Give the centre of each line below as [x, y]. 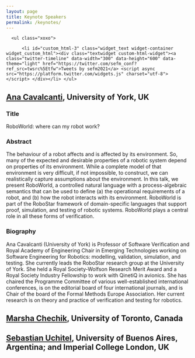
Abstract [19, 141]
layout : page [22, 11]
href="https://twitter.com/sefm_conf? [90, 64]
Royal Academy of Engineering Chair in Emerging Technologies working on [96, 250]
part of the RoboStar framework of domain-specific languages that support [96, 204]
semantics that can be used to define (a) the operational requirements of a [95, 192]
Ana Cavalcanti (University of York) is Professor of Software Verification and [98, 244]
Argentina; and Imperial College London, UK [88, 347]
